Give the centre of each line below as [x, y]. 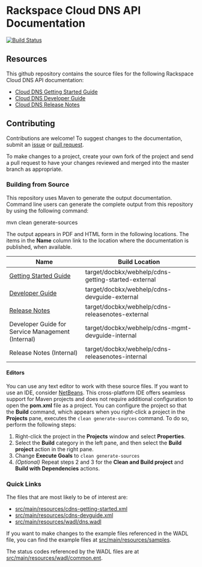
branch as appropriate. [35, 169]
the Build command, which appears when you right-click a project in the [96, 412]
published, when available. [39, 247]
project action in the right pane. [54, 449]
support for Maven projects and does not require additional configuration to [100, 399]
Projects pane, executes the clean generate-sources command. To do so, [98, 418]
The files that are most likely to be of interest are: [67, 497]
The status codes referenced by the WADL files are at [73, 552]
